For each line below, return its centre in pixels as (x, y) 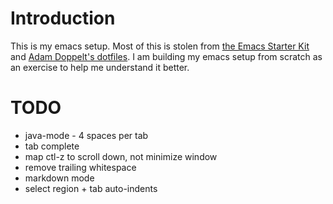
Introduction (63, 18)
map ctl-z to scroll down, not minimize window (121, 156)
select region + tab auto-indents (91, 188)
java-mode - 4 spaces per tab (86, 135)
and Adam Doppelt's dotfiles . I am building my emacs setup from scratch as (166, 56)
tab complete (52, 146)
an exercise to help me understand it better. (100, 67)
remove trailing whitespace (80, 167)
